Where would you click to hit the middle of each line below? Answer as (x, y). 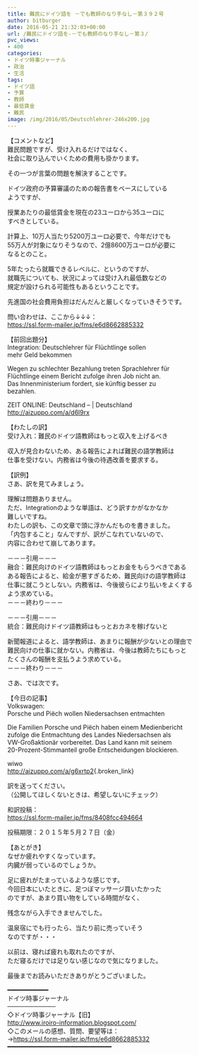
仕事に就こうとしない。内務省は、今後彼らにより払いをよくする (100, 585)
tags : (15, 80)
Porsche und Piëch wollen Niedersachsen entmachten (86, 713)
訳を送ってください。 (38, 785)
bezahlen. (22, 391)
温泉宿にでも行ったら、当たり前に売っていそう (75, 927)
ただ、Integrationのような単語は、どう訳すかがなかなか (88, 507)
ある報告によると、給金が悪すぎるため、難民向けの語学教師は (97, 575)
